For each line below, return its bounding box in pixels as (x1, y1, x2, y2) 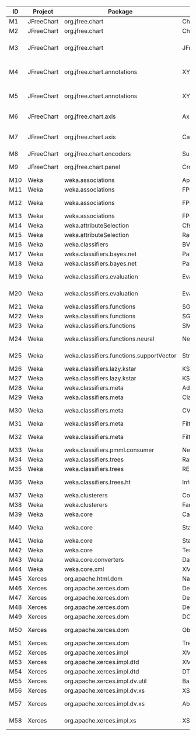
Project (33, 8, 54, 15)
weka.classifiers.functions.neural (64, 335, 155, 343)
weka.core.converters (64, 556, 124, 563)
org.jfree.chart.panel (64, 163, 121, 171)
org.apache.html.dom (64, 575, 123, 583)
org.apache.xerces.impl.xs (64, 717, 136, 724)
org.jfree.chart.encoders (64, 150, 131, 157)
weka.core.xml (64, 565, 104, 573)
